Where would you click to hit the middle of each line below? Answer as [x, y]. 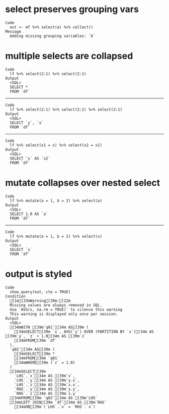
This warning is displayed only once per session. [64, 314]
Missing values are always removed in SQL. [56, 305]
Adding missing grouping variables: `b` [53, 36]
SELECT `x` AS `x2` [30, 158]
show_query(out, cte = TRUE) [40, 292]
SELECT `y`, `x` [27, 123]
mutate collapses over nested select [83, 183]
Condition [16, 296]
